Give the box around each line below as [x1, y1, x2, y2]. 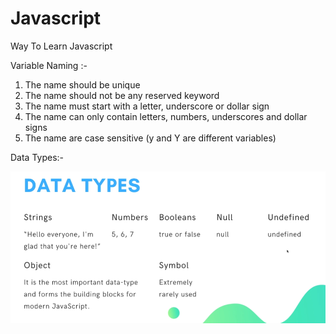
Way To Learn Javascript [10, 40, 113, 52]
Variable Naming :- [10, 59, 88, 71]
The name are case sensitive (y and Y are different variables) [24, 132, 277, 144]
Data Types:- [10, 151, 65, 163]
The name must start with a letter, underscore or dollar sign [24, 100, 270, 112]
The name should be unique [24, 78, 141, 91]
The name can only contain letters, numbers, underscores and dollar [24, 110, 308, 122]
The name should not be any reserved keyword [24, 89, 220, 101]
